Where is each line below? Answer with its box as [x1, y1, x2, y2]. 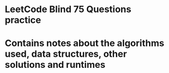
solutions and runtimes [5, 59, 106, 70]
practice [5, 14, 42, 26]
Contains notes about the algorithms [5, 38, 165, 49]
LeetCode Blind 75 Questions [5, 4, 132, 15]
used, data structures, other [5, 48, 127, 60]
